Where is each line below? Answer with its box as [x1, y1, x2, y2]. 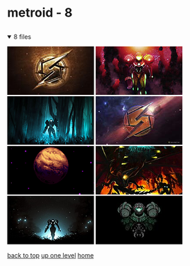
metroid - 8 [7, 5, 73, 21]
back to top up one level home [7, 251, 94, 259]
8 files [13, 33, 31, 41]
